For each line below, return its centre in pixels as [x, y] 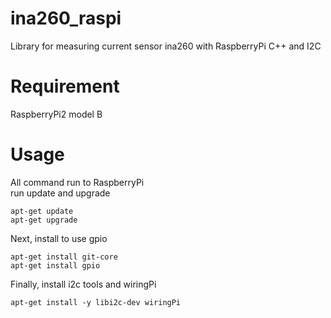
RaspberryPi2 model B [56, 114]
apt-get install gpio [55, 265]
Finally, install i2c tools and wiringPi [83, 284]
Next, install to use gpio [59, 238]
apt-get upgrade [44, 220]
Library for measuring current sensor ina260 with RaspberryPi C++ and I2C [166, 46]
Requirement [65, 86]
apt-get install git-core [64, 257]
